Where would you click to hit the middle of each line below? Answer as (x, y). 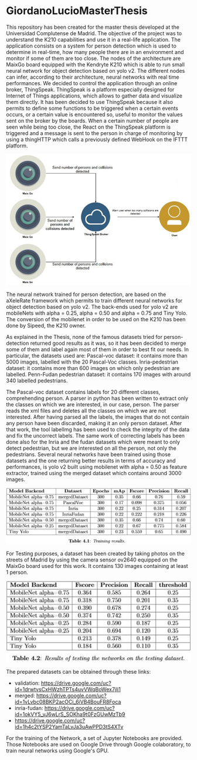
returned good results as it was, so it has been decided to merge (108, 343)
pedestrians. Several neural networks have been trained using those (89, 455)
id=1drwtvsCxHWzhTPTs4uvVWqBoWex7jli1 (68, 689)
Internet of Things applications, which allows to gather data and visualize (94, 96)
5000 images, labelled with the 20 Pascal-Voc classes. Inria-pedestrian (92, 362)
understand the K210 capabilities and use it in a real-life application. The (93, 39)
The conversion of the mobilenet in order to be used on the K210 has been (96, 320)
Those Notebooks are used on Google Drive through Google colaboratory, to (98, 744)
